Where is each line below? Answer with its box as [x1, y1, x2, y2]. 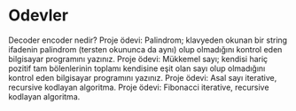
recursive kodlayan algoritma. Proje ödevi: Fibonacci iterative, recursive [8, 82, 269, 92]
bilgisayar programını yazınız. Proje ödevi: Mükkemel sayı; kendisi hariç [8, 53, 269, 64]
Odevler [8, 5, 68, 26]
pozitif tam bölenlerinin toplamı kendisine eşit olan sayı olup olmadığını [8, 63, 266, 74]
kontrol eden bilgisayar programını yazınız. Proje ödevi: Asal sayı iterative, [8, 72, 277, 83]
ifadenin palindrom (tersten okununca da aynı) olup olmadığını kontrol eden [8, 44, 283, 54]
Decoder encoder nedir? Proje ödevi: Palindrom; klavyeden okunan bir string [8, 35, 288, 45]
